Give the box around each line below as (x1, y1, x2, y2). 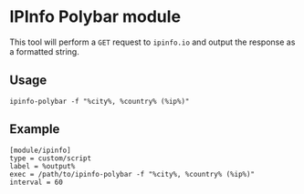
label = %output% (9, 161, 76, 170)
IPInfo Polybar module (9, 6, 181, 27)
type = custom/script (9, 153, 92, 163)
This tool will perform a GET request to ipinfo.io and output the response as (9, 36, 296, 47)
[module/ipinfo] (9, 146, 71, 155)
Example (9, 121, 60, 138)
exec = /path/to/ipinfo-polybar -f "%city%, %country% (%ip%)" (9, 169, 256, 179)
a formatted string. (9, 46, 79, 56)
